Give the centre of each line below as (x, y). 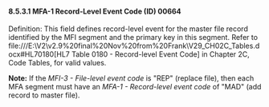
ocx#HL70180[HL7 (39, 54)
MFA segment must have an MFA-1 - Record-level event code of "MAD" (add (135, 87)
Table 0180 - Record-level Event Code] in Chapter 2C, (161, 54)
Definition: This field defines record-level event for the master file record (128, 29)
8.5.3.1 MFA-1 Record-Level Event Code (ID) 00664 (95, 11)
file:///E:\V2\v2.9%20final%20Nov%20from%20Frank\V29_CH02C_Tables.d (134, 46)
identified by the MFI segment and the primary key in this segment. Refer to (133, 38)
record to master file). (44, 95)
